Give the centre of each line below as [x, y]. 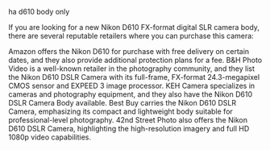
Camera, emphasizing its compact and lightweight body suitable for [121, 111]
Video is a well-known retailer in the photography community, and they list [132, 69]
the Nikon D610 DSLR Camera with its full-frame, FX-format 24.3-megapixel [134, 77]
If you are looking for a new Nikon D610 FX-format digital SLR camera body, [134, 27]
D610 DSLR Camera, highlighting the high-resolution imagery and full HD [129, 129]
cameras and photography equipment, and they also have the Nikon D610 [130, 94]
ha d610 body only [39, 12]
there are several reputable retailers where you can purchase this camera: [131, 36]
